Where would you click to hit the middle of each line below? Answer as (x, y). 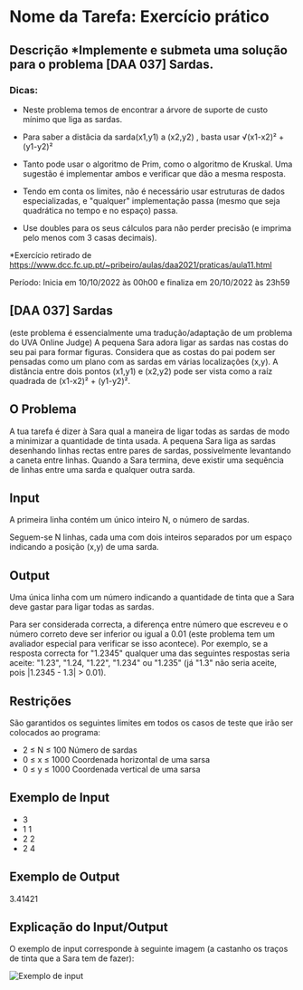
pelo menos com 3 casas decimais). (90, 237)
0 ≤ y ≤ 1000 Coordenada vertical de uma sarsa (111, 769)
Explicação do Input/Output (89, 927)
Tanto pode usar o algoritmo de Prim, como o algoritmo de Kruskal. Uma (157, 164)
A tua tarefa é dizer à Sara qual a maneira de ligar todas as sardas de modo (150, 431)
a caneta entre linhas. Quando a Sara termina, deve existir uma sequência (147, 460)
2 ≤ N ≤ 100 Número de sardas (80, 750)
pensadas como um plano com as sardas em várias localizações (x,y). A (144, 361)
